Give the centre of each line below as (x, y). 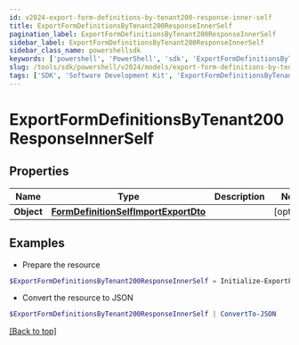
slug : (19, 68)
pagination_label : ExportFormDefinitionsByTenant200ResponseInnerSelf (143, 34)
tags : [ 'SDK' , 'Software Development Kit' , (91, 76)
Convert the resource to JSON (77, 298)
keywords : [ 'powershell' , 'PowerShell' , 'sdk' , (99, 59)
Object (28, 211)
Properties (39, 172)
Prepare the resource (61, 265)
